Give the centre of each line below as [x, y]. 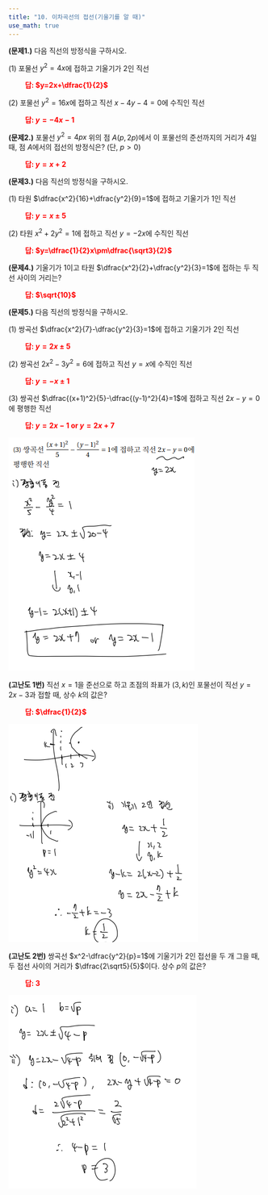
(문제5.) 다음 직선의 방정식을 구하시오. [68, 312]
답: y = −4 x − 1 [50, 119]
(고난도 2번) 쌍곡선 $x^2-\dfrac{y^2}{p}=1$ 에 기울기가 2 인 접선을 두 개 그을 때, [134, 955]
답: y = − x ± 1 [47, 381]
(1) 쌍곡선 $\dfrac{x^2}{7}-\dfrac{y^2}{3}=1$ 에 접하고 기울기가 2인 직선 [124, 329]
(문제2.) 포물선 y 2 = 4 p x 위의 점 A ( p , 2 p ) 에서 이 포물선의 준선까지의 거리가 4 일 [133, 136]
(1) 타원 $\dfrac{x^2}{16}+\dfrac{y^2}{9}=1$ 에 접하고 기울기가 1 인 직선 [122, 198]
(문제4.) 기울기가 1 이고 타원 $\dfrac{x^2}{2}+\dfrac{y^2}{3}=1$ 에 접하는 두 [129, 268]
